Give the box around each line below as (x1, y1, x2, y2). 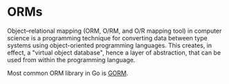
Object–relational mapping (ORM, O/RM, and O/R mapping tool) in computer (7, 27, 222, 35)
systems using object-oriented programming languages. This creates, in (7, 41, 212, 49)
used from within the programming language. (7, 55, 136, 64)
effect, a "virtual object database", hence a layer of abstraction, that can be (7, 48, 221, 57)
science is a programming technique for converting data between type (7, 33, 208, 42)
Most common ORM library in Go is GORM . (7, 69, 129, 77)
